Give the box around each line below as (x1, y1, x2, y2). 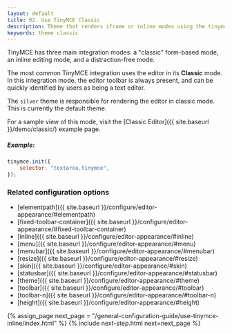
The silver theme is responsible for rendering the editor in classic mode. (7, 97, 215, 106)
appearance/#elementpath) (17, 210, 95, 219)
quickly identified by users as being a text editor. (7, 83, 146, 92)
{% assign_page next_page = (7, 312, 91, 320)
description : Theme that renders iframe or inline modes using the (7, 23, 206, 30)
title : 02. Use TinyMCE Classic (7, 17, 100, 23)
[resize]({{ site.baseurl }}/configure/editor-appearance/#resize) (17, 255, 198, 263)
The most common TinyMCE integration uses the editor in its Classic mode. (7, 69, 223, 77)
